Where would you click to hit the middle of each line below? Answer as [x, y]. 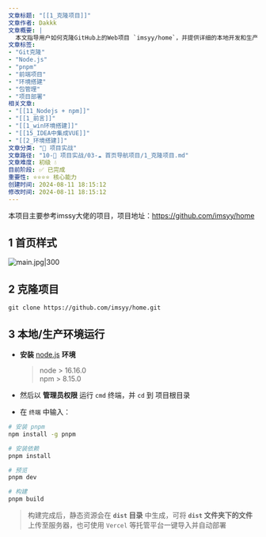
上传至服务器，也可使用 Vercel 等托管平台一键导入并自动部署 [127, 525]
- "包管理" [25, 89]
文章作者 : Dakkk [32, 23]
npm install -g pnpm [42, 434]
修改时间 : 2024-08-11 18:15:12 [57, 192]
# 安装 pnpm [27, 427]
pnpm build [26, 499]
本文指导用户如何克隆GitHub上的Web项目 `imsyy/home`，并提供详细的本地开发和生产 [137, 38]
